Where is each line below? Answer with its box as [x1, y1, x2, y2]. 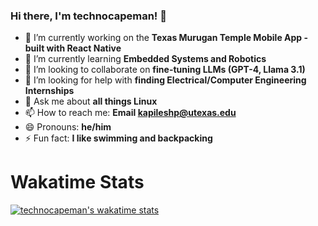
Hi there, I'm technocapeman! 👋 [10, 9, 167, 23]
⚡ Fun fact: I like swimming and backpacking [24, 132, 213, 144]
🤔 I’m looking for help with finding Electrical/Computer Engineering [24, 74, 307, 86]
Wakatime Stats [10, 171, 145, 194]
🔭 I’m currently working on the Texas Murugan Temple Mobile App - [24, 32, 309, 44]
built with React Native [24, 42, 122, 54]
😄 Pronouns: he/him [24, 121, 112, 133]
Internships [24, 85, 75, 97]
